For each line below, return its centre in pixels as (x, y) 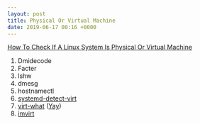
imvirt (26, 113)
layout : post (27, 14)
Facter (27, 69)
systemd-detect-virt (47, 98)
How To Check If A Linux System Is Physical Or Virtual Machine (100, 47)
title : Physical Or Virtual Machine (61, 21)
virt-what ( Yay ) (39, 106)
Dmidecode (34, 61)
